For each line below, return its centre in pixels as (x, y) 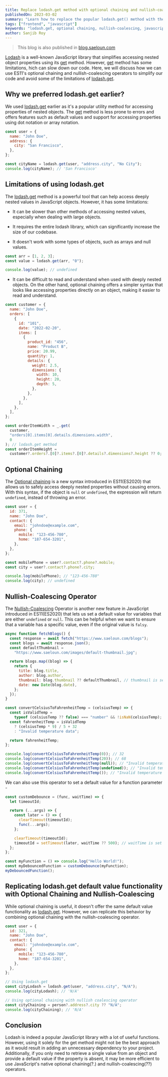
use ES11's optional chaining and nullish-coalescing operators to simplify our (84, 73)
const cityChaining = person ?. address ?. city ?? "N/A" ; (63, 1005)
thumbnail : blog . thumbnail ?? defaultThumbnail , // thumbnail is (88, 680)
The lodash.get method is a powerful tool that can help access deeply (77, 196)
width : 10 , (48, 375)
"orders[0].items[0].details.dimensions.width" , (61, 435)
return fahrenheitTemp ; (34, 740)
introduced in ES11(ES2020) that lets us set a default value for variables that (83, 614)
